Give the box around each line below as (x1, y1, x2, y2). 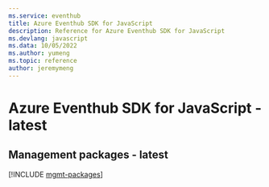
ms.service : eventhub (8, 11, 81, 20)
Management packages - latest (8, 148, 169, 162)
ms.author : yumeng (8, 49, 70, 57)
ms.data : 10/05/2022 (8, 42, 78, 50)
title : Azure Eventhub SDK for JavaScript (8, 19, 153, 27)
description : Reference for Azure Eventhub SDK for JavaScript (8, 27, 226, 35)
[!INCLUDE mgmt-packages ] (8, 169, 103, 179)
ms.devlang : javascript (8, 34, 89, 43)
